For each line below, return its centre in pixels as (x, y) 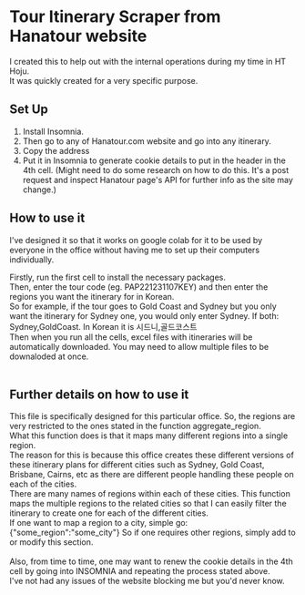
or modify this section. (51, 542)
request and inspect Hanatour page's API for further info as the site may (158, 180)
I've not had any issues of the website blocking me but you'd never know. (147, 581)
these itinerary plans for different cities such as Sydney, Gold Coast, (137, 465)
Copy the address (56, 150)
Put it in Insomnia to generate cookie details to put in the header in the (154, 160)
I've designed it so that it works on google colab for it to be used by (136, 240)
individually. (32, 259)
